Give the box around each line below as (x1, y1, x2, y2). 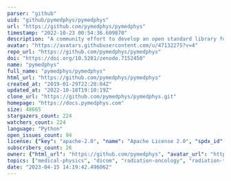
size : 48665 (7, 106, 41, 113)
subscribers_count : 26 (7, 145, 72, 151)
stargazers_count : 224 (7, 112, 72, 119)
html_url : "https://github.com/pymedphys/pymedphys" (7, 74, 162, 81)
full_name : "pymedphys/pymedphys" (7, 67, 107, 74)
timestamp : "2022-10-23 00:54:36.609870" (7, 29, 128, 36)
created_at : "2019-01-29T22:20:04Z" (7, 81, 112, 87)
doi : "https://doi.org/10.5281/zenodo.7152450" (7, 55, 146, 62)
